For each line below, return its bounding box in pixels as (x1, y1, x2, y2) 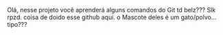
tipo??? (7, 21, 27, 28)
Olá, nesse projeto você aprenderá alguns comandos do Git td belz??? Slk (7, 6, 216, 14)
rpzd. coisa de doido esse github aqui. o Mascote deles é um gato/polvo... (7, 13, 217, 21)
